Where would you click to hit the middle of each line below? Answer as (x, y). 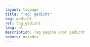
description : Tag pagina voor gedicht (45, 32)
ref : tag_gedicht (23, 23)
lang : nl (14, 28)
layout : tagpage (22, 10)
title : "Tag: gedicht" (28, 14)
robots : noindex (22, 37)
